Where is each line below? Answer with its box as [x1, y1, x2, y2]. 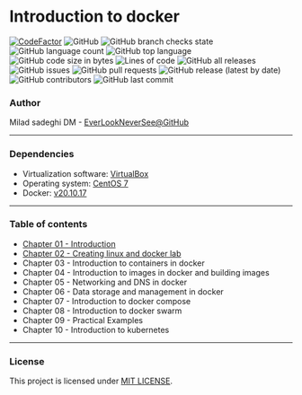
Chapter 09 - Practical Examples [22, 314, 144, 325]
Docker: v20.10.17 [22, 187, 87, 198]
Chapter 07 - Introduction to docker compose [22, 295, 191, 306]
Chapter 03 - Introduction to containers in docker [22, 258, 205, 268]
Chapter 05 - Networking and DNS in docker [22, 276, 188, 287]
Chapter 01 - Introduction [22, 238, 116, 249]
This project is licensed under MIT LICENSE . [9, 375, 173, 387]
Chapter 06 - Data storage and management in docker [22, 285, 225, 297]
